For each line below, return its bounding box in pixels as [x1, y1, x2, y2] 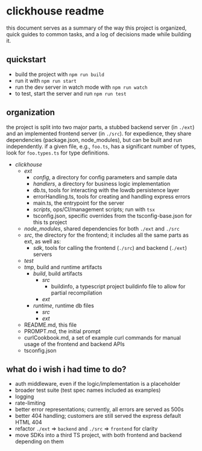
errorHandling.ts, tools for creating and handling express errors [33, 193, 191, 200]
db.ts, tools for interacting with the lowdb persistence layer [33, 186, 180, 194]
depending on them [14, 438, 65, 445]
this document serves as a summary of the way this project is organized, [6, 24, 187, 31]
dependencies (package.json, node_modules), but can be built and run [6, 136, 182, 143]
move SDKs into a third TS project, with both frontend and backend [14, 432, 182, 439]
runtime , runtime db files [33, 302, 95, 309]
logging [14, 393, 34, 400]
